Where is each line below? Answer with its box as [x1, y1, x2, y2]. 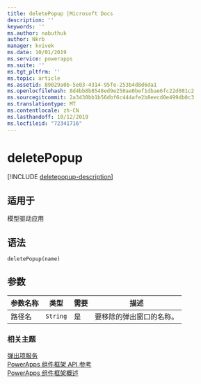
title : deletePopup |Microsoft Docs [7, 10, 113, 17]
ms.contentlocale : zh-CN [7, 107, 79, 114]
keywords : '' [7, 23, 45, 30]
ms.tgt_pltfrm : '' [7, 68, 61, 75]
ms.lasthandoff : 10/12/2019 [7, 113, 89, 120]
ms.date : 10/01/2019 [7, 49, 67, 56]
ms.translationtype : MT [7, 101, 77, 108]
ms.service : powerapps [7, 56, 73, 62]
